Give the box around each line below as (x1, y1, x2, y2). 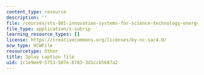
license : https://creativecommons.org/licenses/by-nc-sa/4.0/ (6, 37, 167, 43)
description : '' (6, 15, 47, 21)
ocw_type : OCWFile (6, 43, 53, 49)
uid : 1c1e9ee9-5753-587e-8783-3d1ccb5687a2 (6, 59, 118, 65)
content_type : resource (6, 8, 67, 15)
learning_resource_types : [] (6, 31, 80, 37)
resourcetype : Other (6, 48, 59, 54)
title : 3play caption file (6, 54, 75, 60)
